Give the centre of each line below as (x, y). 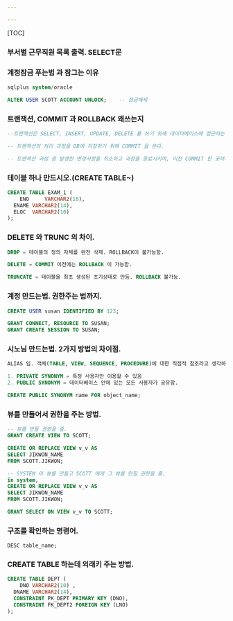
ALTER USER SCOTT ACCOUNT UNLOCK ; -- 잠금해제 (77, 100)
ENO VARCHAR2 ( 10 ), (52, 199)
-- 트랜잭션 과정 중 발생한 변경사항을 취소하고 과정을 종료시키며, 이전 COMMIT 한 (110, 159)
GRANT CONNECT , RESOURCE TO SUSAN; (59, 324)
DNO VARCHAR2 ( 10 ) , (48, 586)
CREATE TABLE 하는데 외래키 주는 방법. (70, 564)
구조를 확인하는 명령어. (43, 531)
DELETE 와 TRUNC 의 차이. (51, 238)
